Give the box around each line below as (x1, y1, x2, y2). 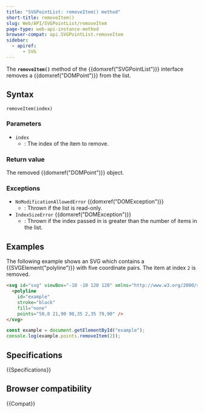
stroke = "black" (17, 299, 56, 305)
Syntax (6, 90, 34, 100)
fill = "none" (17, 305, 47, 311)
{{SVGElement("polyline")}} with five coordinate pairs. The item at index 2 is (6, 264, 196, 272)
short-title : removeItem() (6, 15, 75, 21)
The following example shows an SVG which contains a (6, 258, 144, 265)
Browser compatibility (6, 384, 92, 394)
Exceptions (6, 184, 41, 192)
